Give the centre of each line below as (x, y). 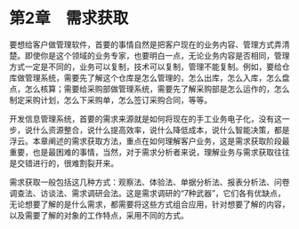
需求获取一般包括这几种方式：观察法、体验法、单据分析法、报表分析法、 (141, 182)
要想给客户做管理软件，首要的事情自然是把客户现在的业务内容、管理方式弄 (145, 44)
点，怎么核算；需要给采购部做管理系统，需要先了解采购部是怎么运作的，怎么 (149, 89)
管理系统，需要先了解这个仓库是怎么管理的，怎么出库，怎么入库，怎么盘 (157, 77)
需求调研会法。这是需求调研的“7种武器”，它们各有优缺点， (178, 193)
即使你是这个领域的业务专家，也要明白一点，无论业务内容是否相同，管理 (157, 55)
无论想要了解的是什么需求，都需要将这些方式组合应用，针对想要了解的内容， (149, 204)
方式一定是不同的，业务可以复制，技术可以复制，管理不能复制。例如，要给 (145, 67)
